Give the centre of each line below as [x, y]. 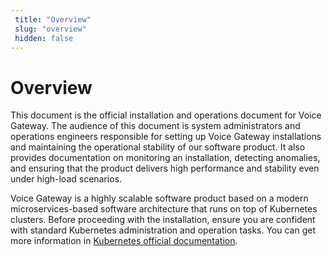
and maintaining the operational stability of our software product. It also [158, 147]
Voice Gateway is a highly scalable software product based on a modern [159, 198]
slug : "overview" [50, 29]
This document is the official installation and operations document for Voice [166, 115]
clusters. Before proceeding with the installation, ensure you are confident [163, 220]
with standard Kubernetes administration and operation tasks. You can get [163, 230]
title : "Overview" [53, 19]
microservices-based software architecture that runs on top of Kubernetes [164, 209]
